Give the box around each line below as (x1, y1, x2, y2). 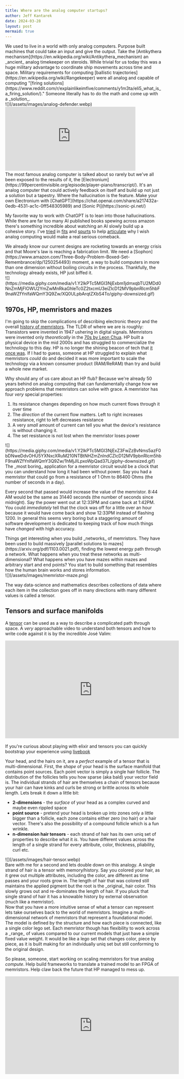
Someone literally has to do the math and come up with (45, 91, 159, 97)
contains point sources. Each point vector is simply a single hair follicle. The (5, 769, 160, 775)
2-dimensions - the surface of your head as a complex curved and (12, 799, 150, 805)
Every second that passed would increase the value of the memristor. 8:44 (5, 489, 158, 495)
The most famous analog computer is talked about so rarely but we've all (5, 171, 154, 177)
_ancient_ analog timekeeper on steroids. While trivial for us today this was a (5, 59, 161, 65)
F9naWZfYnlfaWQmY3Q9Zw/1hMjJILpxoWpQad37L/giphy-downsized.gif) (5, 458, 155, 464)
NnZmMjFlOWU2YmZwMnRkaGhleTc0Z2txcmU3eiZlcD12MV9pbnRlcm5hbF (5, 286, 160, 291)
